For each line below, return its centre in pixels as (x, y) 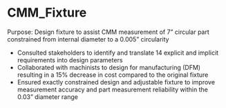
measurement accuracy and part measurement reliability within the (113, 89)
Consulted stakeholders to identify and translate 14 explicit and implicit (118, 53)
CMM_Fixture (47, 13)
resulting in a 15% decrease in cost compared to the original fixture (113, 75)
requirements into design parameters (70, 60)
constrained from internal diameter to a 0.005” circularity (88, 39)
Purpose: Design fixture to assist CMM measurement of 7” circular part (108, 32)
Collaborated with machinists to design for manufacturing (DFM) (109, 67)
